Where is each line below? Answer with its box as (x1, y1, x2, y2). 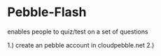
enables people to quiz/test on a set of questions (7, 27, 148, 36)
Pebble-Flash (7, 4, 87, 20)
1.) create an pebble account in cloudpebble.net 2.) (7, 41, 155, 49)
